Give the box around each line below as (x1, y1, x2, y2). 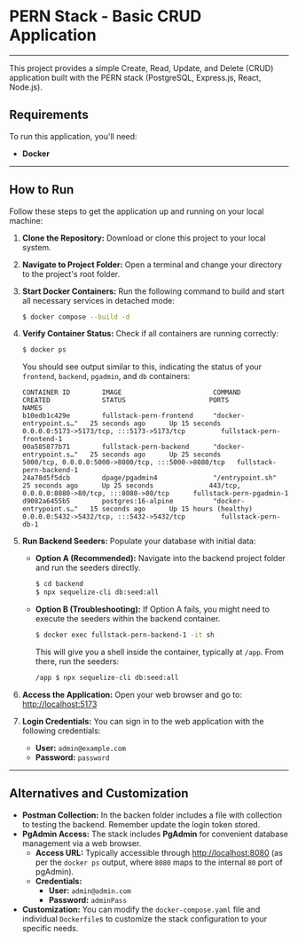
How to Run (9, 182, 74, 197)
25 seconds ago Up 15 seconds (90, 419, 222, 428)
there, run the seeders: (35, 655, 120, 667)
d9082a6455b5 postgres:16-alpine (21, 497, 174, 506)
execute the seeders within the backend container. (35, 613, 221, 624)
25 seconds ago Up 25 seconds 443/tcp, (21, 481, 241, 490)
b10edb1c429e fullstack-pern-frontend (21, 411, 193, 421)
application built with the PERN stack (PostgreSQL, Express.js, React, (9, 72, 262, 83)
